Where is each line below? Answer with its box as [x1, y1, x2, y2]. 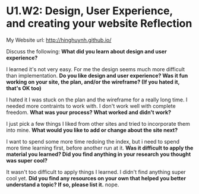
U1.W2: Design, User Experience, [6, 4, 173, 18]
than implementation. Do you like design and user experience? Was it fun [6, 72, 188, 79]
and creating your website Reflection [6, 17, 192, 30]
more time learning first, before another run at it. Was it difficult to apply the [6, 144, 194, 151]
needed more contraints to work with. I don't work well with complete [6, 102, 176, 109]
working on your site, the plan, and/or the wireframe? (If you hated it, [6, 78, 180, 85]
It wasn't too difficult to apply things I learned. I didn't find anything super [6, 168, 186, 176]
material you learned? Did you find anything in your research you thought [6, 150, 191, 158]
